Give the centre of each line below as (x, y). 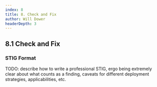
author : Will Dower (25, 19)
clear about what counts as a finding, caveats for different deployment (77, 74)
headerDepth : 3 (21, 24)
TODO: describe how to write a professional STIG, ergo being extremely (79, 69)
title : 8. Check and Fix (31, 14)
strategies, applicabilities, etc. (36, 79)
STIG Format (21, 58)
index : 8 (14, 10)
